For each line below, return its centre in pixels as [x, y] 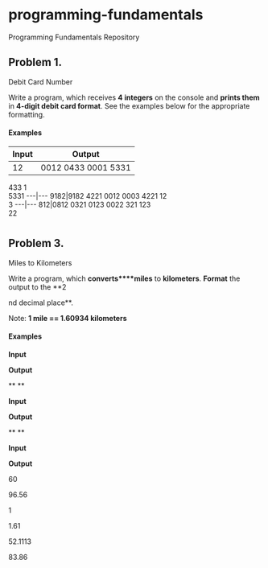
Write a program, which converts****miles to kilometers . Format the [124, 278]
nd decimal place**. [41, 303]
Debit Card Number [41, 81]
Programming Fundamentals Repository [74, 37]
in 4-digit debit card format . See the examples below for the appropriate [129, 105]
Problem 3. [36, 243]
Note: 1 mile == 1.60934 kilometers [68, 318]
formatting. [27, 114]
